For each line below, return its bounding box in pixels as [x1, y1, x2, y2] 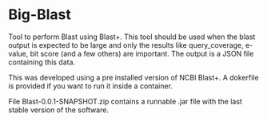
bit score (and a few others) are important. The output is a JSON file [30, 49, 254, 58]
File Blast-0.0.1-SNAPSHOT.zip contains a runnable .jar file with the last [8, 96, 242, 106]
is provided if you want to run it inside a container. [8, 81, 173, 91]
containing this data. [8, 57, 76, 67]
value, [8, 49, 29, 58]
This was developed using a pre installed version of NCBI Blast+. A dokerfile [8, 72, 259, 82]
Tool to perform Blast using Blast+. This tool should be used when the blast [8, 32, 256, 41]
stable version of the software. [8, 105, 110, 115]
